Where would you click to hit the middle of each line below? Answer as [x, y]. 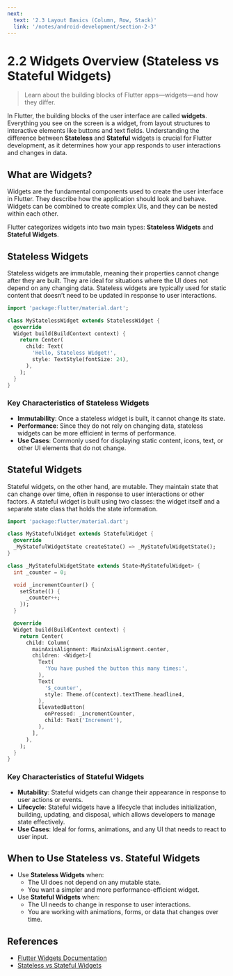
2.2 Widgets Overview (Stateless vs [113, 61]
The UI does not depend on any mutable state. [94, 882]
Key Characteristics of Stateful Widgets [76, 777]
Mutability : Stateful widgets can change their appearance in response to [122, 792]
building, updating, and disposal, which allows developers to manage [116, 814]
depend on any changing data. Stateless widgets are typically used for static [117, 288]
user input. [33, 836]
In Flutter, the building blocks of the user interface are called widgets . [107, 116]
